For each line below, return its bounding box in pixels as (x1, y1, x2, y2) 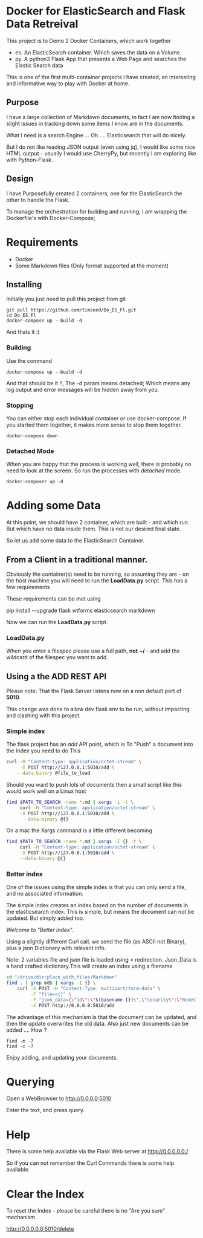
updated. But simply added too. (6, 914, 85, 922)
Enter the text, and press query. (6, 1107, 85, 1114)
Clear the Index (6, 1187, 85, 1201)
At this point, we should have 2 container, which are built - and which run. (6, 519, 190, 526)
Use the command (6, 357, 53, 364)
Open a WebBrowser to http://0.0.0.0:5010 (6, 1095, 112, 1102)
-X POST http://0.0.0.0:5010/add (30, 1002, 115, 1008)
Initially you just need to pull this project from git (6, 295, 126, 303)
